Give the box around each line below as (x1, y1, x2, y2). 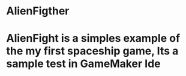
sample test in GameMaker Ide (6, 57, 161, 71)
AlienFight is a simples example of (6, 32, 181, 45)
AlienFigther (6, 4, 70, 18)
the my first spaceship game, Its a (6, 44, 179, 58)
